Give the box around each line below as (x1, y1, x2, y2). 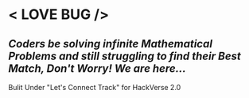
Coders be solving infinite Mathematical (8, 37, 213, 51)
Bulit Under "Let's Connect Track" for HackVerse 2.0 (8, 83, 181, 92)
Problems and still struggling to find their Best (8, 49, 241, 62)
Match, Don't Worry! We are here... (8, 62, 187, 75)
